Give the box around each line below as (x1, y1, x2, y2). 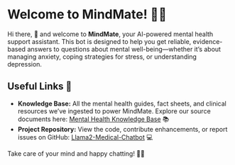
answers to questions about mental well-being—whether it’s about (27, 45, 222, 53)
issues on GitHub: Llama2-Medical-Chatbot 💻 (17, 132, 153, 141)
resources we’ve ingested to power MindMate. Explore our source (17, 106, 211, 115)
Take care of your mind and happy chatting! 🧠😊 (7, 149, 146, 158)
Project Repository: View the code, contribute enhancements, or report (17, 125, 228, 133)
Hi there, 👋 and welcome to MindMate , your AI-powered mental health (7, 30, 214, 38)
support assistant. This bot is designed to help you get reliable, (7, 37, 192, 45)
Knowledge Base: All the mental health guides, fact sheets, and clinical (17, 99, 227, 108)
